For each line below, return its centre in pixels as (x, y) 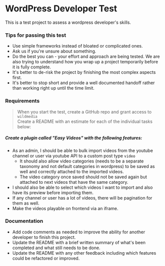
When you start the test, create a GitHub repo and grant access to (84, 111)
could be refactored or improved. (46, 258)
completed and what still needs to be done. (56, 248)
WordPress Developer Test (61, 9)
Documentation (24, 221)
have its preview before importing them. (53, 192)
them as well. (26, 203)
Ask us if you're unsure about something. (54, 51)
